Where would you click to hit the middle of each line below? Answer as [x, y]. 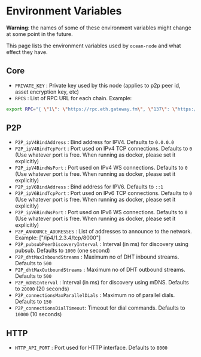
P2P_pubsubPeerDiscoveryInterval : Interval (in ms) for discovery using [101, 244]
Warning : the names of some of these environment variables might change [99, 28]
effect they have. [27, 52]
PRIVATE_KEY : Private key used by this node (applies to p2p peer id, [98, 85]
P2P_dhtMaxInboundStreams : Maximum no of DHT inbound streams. [97, 257]
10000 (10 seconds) [38, 314]
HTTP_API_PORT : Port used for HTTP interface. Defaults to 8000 [91, 348]
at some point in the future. [39, 34]
